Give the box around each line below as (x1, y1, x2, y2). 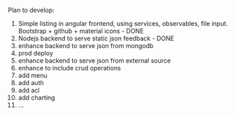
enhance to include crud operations (17, 64, 121, 72)
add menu (17, 71, 48, 79)
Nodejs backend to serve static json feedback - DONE (17, 34, 174, 43)
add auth (17, 79, 44, 86)
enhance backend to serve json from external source (17, 56, 171, 65)
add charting (17, 93, 55, 102)
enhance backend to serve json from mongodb (17, 42, 154, 49)
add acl (17, 86, 40, 94)
